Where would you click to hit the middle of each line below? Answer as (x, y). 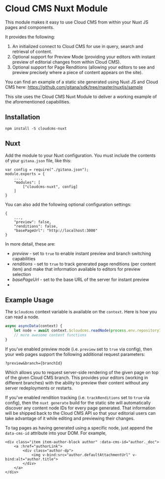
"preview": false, (33, 222)
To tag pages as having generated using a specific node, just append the (79, 428)
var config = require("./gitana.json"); (47, 170)
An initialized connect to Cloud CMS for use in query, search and (78, 46)
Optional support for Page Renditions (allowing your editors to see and (83, 67)
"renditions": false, (36, 226)
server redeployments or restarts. (39, 388)
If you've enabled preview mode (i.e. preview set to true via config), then (79, 349)
